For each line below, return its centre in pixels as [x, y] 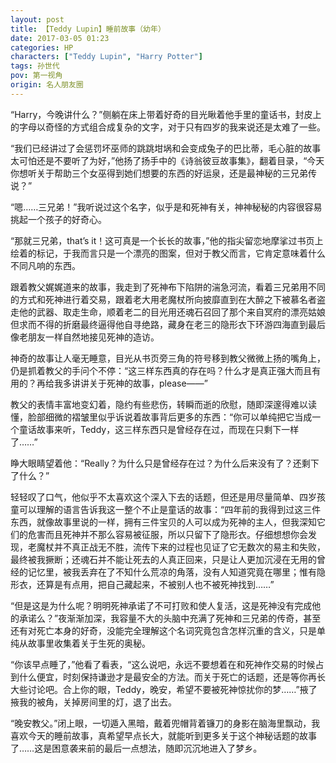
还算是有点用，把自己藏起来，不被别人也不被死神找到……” [155, 584]
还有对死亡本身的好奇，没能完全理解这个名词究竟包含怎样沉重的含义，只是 [163, 630]
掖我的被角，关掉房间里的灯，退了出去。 [93, 702]
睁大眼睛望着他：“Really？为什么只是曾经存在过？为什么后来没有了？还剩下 [165, 463]
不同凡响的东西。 [45, 265]
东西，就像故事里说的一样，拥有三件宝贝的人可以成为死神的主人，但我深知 [163, 522]
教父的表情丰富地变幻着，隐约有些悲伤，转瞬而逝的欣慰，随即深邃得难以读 [163, 404]
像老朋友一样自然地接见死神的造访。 [85, 337]
